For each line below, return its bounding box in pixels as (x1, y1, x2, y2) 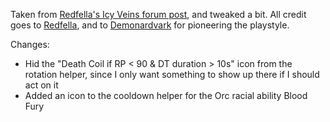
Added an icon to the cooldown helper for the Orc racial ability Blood (24, 90, 308, 101)
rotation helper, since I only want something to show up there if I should (24, 69, 320, 80)
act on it (24, 79, 59, 91)
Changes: (10, 39, 50, 50)
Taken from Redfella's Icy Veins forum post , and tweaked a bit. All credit (10, 9, 307, 20)
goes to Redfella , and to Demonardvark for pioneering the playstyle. (10, 19, 290, 31)
